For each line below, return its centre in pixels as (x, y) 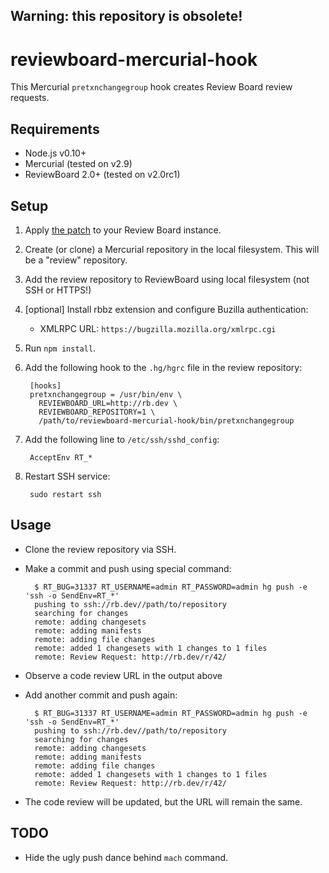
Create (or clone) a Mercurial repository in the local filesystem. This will (172, 249)
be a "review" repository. (76, 260)
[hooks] (45, 385)
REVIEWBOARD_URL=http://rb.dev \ (108, 403)
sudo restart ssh (65, 494)
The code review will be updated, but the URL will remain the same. (163, 801)
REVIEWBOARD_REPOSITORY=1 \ (97, 412)
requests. (30, 98)
